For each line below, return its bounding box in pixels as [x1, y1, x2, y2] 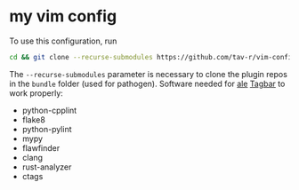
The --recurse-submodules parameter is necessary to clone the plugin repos [9, 68, 287, 79]
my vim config [9, 6, 117, 27]
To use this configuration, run [9, 36, 117, 46]
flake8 [21, 114, 46, 125]
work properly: [9, 87, 64, 99]
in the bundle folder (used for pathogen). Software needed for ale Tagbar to [9, 78, 286, 89]
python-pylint [21, 123, 73, 134]
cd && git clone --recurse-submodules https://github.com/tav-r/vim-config [9, 52, 296, 61]
